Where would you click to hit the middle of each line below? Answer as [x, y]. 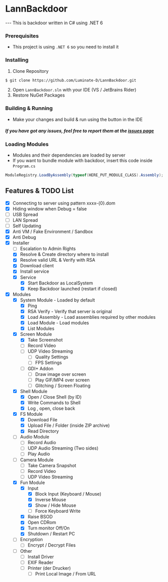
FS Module [31, 414]
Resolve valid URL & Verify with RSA [58, 260]
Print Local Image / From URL [66, 573]
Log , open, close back [51, 408]
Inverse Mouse [51, 499]
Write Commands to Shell [54, 403]
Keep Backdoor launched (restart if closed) [72, 288]
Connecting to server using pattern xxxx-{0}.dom [64, 203]
